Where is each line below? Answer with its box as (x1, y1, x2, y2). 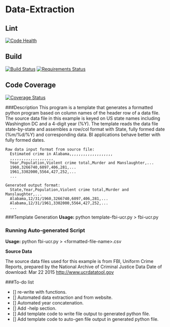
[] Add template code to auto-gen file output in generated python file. (12, 316, 159, 322)
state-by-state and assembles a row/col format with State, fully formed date (5, 126, 165, 132)
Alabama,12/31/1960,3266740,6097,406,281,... (10, 196, 109, 201)
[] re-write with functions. (12, 289, 67, 295)
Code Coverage (5, 81, 56, 90)
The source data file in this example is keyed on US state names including (5, 115, 161, 121)
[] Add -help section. (12, 305, 57, 311)
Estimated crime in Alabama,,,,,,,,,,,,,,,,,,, (10, 151, 113, 157)
